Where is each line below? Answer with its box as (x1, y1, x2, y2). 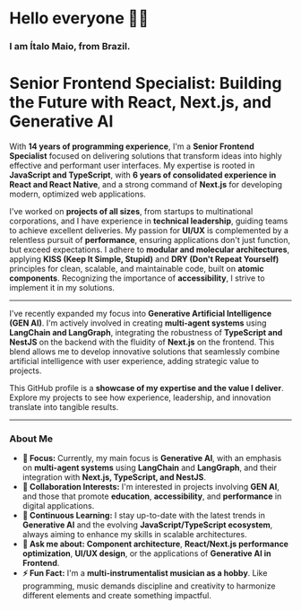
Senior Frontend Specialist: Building (9, 74, 282, 93)
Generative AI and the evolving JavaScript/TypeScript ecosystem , (21, 519, 273, 530)
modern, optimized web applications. (9, 188, 146, 200)
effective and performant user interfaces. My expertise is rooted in (9, 161, 255, 171)
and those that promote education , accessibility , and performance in (21, 491, 282, 501)
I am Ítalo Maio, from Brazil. (9, 40, 131, 53)
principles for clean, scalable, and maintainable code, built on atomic (9, 264, 264, 274)
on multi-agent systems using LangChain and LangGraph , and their (21, 462, 278, 474)
